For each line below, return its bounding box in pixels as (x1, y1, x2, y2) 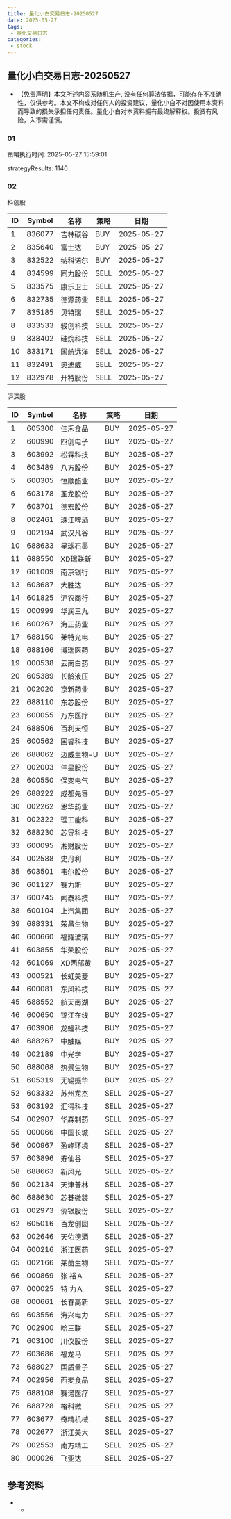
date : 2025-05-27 (7, 17, 58, 24)
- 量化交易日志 (10, 29, 48, 37)
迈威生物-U (60, 750, 99, 760)
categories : (7, 36, 42, 43)
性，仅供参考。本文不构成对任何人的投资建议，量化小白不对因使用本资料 (17, 98, 224, 106)
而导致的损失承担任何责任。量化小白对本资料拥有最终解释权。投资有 (17, 107, 212, 115)
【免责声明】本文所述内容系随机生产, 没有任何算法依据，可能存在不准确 (17, 90, 222, 98)
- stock (10, 42, 33, 49)
